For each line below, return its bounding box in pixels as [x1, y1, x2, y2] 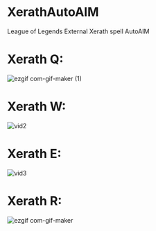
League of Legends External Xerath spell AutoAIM [7, 27, 150, 35]
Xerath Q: [7, 51, 64, 67]
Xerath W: [7, 99, 67, 114]
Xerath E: [7, 146, 62, 162]
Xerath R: [7, 193, 62, 209]
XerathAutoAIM [7, 4, 99, 20]
